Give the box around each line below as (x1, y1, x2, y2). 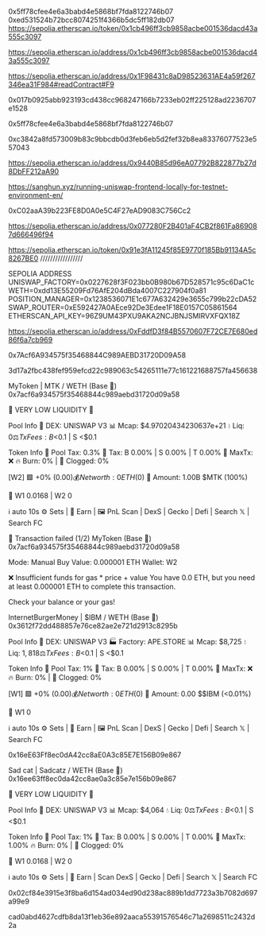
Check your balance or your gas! (8, 598, 115, 606)
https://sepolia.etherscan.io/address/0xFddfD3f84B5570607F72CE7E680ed (8, 327, 258, 336)
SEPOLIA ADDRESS (8, 269, 72, 278)
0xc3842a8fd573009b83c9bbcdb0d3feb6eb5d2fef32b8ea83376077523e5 (8, 134, 257, 144)
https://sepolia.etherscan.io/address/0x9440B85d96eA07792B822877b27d (8, 158, 256, 168)
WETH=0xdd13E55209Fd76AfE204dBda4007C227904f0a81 (8, 286, 206, 295)
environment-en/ (8, 191, 64, 199)
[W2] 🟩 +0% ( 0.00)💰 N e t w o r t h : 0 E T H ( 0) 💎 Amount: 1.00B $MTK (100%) (8, 473, 249, 482)
